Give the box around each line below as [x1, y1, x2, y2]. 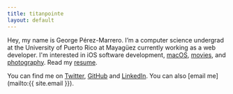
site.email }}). [35, 79, 75, 87]
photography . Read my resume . [7, 58, 98, 66]
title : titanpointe [7, 10, 64, 17]
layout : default [7, 17, 54, 24]
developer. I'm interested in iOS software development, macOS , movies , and [7, 50, 227, 59]
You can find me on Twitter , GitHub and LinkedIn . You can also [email [7, 71, 206, 80]
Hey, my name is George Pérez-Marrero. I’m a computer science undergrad [7, 36, 225, 44]
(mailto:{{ [7, 79, 35, 87]
